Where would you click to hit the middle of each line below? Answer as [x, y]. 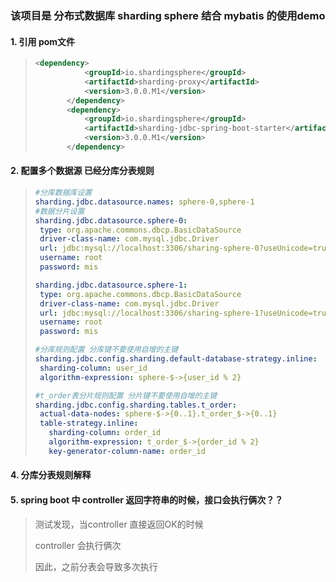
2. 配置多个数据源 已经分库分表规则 [82, 171]
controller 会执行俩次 [78, 545]
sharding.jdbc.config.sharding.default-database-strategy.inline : [176, 359]
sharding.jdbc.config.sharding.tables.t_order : [135, 405]
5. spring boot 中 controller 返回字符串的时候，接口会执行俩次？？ [147, 500]
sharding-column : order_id [105, 433]
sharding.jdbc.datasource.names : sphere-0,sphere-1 [144, 202]
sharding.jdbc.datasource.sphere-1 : [111, 285]
